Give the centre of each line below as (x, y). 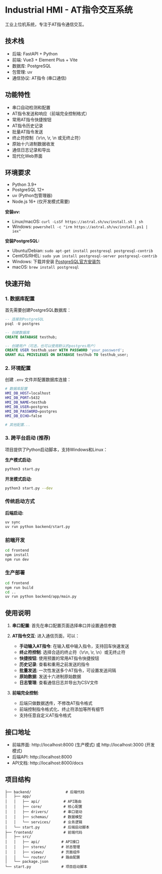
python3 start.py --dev (29, 488)
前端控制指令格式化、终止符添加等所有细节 (62, 709)
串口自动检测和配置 (31, 107)
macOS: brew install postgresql (45, 267)
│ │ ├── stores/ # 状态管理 (43, 847)
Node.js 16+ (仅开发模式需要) (41, 201)
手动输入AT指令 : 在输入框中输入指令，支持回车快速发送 (74, 646)
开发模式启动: (19, 479)
